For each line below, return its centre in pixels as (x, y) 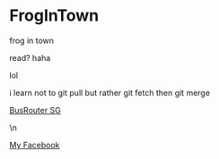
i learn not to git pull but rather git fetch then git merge (110, 93)
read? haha (30, 57)
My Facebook (35, 145)
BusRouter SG (35, 110)
